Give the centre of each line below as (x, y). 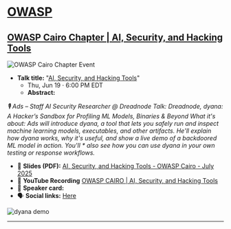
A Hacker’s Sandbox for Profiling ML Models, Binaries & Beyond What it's (111, 116)
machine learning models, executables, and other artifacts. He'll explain (109, 131)
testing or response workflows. (51, 153)
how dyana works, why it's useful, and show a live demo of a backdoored (112, 138)
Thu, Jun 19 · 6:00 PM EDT (65, 85)
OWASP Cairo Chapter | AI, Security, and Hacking (115, 37)
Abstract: (41, 92)
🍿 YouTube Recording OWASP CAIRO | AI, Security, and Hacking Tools (118, 181)
